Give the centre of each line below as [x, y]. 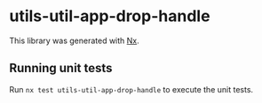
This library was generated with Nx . [74, 40]
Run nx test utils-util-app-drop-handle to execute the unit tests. [131, 89]
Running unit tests [61, 68]
